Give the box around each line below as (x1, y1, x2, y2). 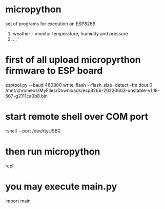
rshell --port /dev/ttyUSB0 (5, 127, 60, 134)
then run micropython (5, 146, 100, 157)
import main (5, 198, 31, 204)
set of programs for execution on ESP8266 (5, 21, 96, 27)
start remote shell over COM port (5, 111, 149, 123)
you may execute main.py (5, 181, 117, 192)
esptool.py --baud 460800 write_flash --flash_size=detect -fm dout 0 (5, 82, 153, 88)
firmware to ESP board (5, 65, 103, 77)
